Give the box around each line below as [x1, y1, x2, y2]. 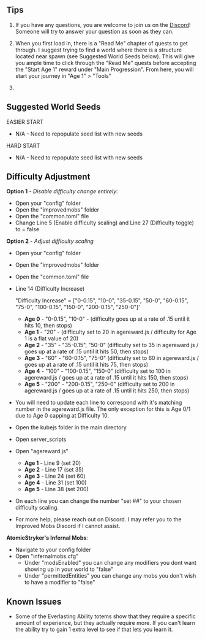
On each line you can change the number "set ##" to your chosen [15, 497, 182, 505]
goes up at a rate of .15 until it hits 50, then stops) [24, 348, 149, 355]
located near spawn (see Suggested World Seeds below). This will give [15, 52, 195, 60]
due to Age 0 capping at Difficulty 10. [15, 412, 109, 419]
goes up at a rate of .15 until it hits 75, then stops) [24, 361, 149, 369]
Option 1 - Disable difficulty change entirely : [6, 188, 118, 195]
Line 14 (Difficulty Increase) [15, 285, 85, 293]
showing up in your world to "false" [24, 565, 114, 573]
